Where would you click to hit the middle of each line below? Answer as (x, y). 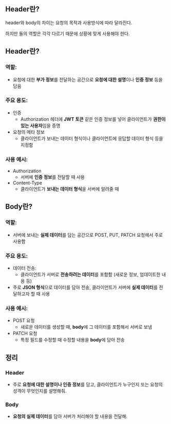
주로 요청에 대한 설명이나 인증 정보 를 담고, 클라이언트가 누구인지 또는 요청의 (88, 384)
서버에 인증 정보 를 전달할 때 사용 (52, 177)
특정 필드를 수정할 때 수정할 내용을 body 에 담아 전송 (72, 340)
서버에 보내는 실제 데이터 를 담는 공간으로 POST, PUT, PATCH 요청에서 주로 (88, 235)
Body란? (19, 207)
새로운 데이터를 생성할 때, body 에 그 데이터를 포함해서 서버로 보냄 (86, 327)
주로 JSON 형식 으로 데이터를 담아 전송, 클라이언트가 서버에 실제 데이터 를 (85, 288)
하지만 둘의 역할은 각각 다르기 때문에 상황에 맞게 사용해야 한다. (68, 33)
